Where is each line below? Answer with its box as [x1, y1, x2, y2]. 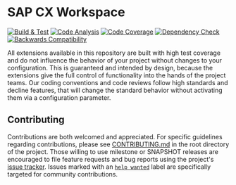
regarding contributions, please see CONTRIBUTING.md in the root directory [7, 140, 230, 148]
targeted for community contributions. [7, 170, 118, 178]
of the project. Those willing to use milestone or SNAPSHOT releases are [7, 147, 219, 155]
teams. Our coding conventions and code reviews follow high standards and [7, 78, 228, 87]
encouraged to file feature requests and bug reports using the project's [7, 155, 214, 163]
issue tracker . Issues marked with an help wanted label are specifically [7, 162, 211, 171]
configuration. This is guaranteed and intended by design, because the [7, 63, 213, 72]
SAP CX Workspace [7, 4, 125, 20]
